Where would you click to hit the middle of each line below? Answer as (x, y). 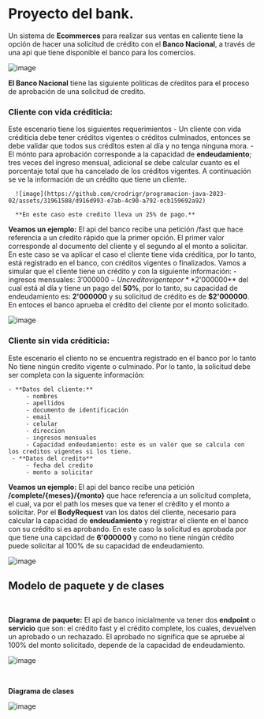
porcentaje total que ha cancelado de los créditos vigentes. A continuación (130, 171)
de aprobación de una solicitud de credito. (77, 91)
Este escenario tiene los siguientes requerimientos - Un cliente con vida (125, 129)
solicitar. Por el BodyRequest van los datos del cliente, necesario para (122, 512)
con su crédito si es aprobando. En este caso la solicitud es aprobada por (127, 529)
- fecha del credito (59, 465)
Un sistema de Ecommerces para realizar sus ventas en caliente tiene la (126, 36)
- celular (42, 423)
